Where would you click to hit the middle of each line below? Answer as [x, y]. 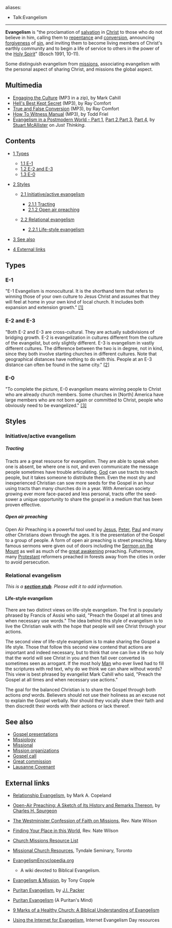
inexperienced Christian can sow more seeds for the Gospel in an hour [80, 483]
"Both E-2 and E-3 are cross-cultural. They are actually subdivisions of [80, 332]
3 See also [24, 239]
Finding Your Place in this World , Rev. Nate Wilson [66, 831]
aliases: [13, 7]
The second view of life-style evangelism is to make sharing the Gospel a [83, 641]
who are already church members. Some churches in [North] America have [84, 394]
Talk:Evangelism [30, 17]
